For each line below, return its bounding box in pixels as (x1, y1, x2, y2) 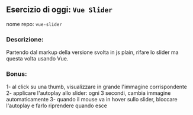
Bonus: (6, 70, 27, 78)
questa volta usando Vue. (6, 55, 69, 62)
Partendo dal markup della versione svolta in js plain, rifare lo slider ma (6, 49, 179, 56)
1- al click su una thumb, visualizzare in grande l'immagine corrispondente (6, 83, 188, 91)
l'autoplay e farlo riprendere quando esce (6, 102, 108, 109)
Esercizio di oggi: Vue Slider (6, 5, 113, 15)
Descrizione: (6, 35, 44, 43)
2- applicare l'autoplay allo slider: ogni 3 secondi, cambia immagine (6, 90, 171, 97)
